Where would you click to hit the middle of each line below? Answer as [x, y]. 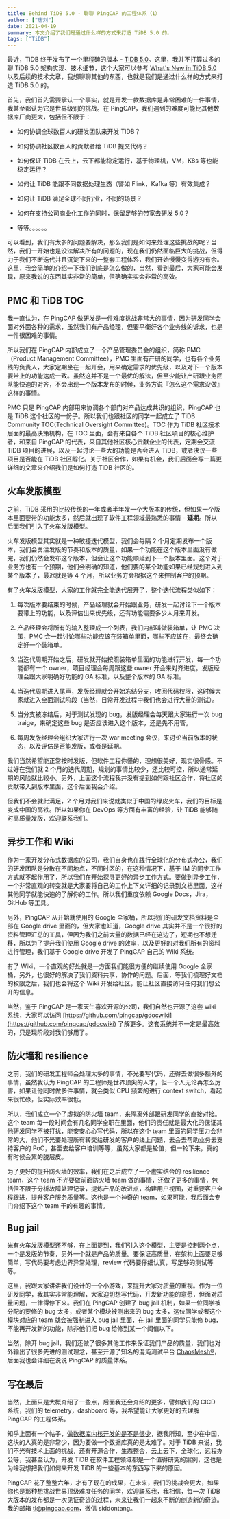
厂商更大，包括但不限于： [55, 117]
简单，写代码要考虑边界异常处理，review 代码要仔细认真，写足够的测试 [107, 1263]
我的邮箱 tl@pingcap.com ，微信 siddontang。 [72, 1508]
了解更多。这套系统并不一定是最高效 [169, 1023]
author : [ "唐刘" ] [31, 20]
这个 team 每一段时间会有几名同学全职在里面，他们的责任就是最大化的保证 [112, 1123]
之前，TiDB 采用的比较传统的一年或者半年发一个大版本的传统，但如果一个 [111, 509]
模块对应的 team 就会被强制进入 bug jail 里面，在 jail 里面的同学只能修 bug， [115, 1320]
